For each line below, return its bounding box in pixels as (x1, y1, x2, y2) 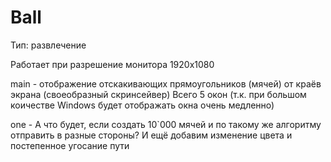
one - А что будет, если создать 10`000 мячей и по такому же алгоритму (10, 118, 322, 130)
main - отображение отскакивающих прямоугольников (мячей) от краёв (10, 77, 322, 90)
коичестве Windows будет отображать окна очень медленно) (10, 99, 275, 111)
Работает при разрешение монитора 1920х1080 (10, 58, 215, 70)
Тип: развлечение (10, 39, 87, 51)
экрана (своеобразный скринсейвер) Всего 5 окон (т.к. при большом (10, 88, 307, 100)
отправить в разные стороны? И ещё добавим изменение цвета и (10, 129, 293, 141)
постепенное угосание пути (10, 139, 130, 151)
